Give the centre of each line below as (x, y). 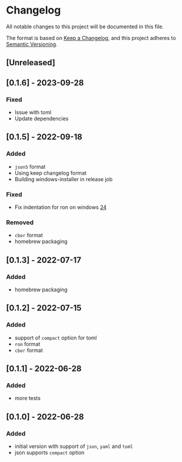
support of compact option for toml (56, 338)
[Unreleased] (31, 63)
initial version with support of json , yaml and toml (74, 446)
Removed (20, 222)
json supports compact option (50, 453)
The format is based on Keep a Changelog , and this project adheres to (91, 38)
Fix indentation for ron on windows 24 (60, 207)
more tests (28, 398)
